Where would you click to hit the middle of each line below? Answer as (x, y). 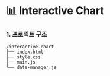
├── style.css (24, 57)
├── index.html (25, 52)
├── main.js (21, 62)
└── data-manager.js (32, 68)
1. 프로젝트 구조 (27, 34)
